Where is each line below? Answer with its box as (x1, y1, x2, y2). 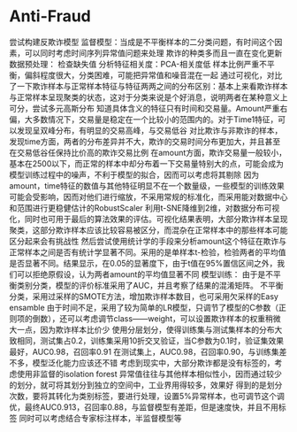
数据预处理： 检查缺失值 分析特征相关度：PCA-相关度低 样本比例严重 (9, 58, 260, 69)
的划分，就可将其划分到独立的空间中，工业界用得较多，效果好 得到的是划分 (9, 379, 283, 390)
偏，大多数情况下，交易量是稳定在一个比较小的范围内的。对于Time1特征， (9, 113, 278, 125)
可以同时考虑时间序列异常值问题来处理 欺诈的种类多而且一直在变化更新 (24, 47, 283, 58)
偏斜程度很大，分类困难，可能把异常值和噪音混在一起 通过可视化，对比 (24, 69, 283, 81)
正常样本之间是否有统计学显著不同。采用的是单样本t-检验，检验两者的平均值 (9, 246, 286, 258)
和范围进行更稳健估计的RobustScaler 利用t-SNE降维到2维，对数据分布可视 (9, 202, 280, 213)
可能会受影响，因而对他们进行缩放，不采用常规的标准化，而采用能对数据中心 (9, 191, 288, 202)
